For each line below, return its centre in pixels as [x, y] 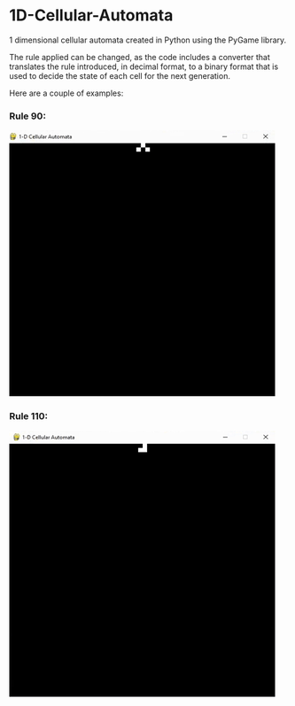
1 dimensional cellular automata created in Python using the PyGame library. [148, 40]
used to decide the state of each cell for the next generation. [120, 75]
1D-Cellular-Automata [91, 16]
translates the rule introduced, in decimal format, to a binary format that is [144, 66]
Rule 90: [28, 116]
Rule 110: [29, 416]
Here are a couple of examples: [66, 93]
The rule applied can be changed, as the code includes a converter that [140, 57]
